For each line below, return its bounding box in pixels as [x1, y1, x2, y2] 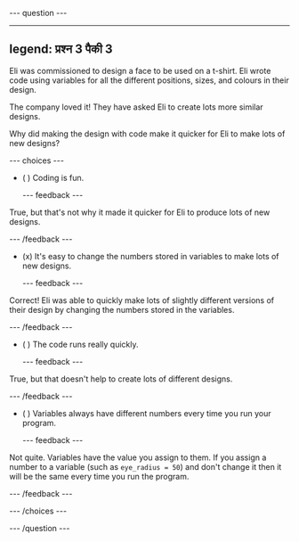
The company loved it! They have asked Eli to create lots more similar [9, 102, 264, 112]
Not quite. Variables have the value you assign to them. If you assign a [9, 452, 267, 463]
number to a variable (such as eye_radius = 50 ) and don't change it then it [9, 461, 282, 472]
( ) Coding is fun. [21, 172, 85, 183]
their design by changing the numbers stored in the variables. [9, 304, 235, 315]
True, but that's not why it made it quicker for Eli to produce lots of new [9, 207, 271, 218]
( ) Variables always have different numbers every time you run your [21, 407, 271, 418]
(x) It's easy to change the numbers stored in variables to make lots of [21, 250, 279, 261]
